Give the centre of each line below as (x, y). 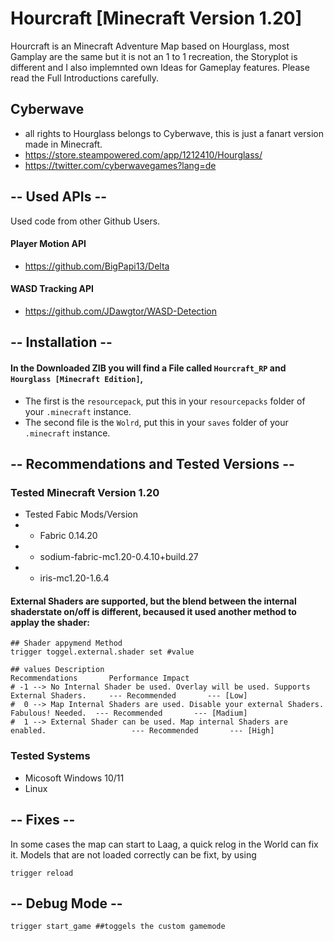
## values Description (57, 670)
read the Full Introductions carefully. (85, 78)
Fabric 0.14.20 (68, 536)
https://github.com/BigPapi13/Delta (97, 266)
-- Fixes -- (43, 820)
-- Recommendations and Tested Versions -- (152, 463)
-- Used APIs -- (59, 197)
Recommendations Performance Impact (100, 678)
